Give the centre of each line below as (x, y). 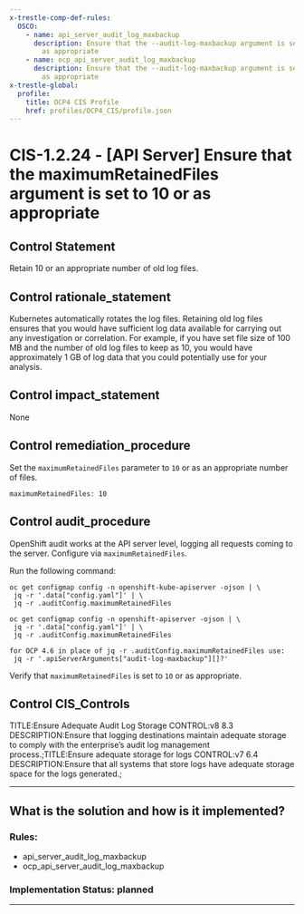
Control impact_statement (85, 395)
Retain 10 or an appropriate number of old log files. (104, 268)
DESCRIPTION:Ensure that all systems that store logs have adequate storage (152, 764)
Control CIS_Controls (70, 704)
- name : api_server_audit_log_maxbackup (103, 34)
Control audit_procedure (80, 522)
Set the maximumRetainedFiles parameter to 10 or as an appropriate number (149, 467)
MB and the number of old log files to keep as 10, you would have (131, 348)
